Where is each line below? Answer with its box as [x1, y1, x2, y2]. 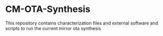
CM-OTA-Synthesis [5, 3, 90, 15]
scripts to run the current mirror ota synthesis [5, 25, 101, 31]
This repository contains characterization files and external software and [5, 20, 158, 26]
